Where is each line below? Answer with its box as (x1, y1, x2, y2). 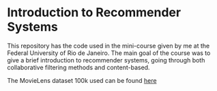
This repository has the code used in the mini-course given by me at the (7, 41, 210, 50)
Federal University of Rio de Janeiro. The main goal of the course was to (7, 49, 211, 57)
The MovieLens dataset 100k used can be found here (7, 76, 157, 84)
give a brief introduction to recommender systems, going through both (7, 56, 205, 64)
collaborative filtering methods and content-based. (7, 63, 150, 71)
